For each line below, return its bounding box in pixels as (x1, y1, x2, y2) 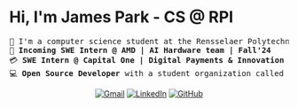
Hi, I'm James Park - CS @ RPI (9, 7, 233, 27)
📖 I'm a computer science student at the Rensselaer (9, 36, 244, 46)
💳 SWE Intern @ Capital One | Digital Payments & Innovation (9, 55, 285, 65)
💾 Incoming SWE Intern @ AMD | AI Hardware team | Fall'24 (9, 45, 272, 55)
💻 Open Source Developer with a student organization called (9, 68, 284, 78)
